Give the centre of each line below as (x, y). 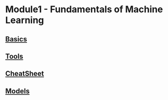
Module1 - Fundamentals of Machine (84, 9)
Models (17, 91)
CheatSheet (25, 74)
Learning (25, 20)
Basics (16, 39)
